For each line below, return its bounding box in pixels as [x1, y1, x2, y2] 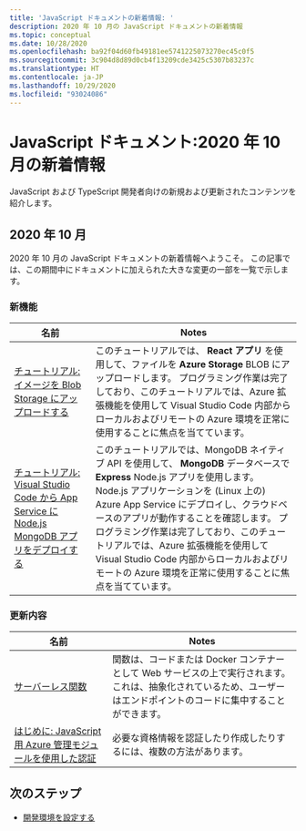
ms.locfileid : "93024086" [9, 89, 107, 98]
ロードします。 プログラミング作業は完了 [113, 371, 289, 384]
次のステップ [9, 785, 82, 802]
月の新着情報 [9, 154, 107, 175]
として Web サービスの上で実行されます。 [112, 666, 291, 679]
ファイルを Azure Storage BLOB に [130, 357, 281, 370]
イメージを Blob [14, 378, 82, 391]
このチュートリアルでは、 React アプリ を [95, 344, 275, 356]
